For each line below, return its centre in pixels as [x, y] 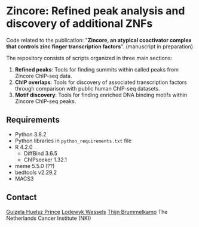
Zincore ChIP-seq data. [43, 76]
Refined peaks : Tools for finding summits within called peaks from [97, 69]
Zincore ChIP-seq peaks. [45, 101]
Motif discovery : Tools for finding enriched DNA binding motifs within [101, 95]
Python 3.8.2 [30, 134]
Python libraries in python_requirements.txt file [73, 141]
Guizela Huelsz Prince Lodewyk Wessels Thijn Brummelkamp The [87, 212]
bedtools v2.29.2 [36, 172]
